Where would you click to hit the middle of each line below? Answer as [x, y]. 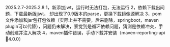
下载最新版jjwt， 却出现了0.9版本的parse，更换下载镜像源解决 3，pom [88, 14]
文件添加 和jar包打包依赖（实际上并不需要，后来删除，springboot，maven [82, 20]
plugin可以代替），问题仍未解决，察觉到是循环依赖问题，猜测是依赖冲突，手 [84, 26]
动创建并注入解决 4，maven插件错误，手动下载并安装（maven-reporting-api [85, 33]
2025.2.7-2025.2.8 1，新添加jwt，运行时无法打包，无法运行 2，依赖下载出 [83, 7]
